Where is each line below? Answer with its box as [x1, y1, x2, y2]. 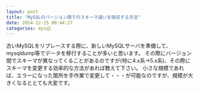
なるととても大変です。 [16, 80, 73, 87]
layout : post [6, 8, 39, 15]
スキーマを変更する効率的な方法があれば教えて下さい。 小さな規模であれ [6, 65, 185, 72]
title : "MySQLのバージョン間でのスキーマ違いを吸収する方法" [6, 14, 141, 20]
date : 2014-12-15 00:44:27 [6, 20, 73, 26]
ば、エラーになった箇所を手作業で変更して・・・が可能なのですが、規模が [6, 72, 188, 79]
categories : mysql [6, 25, 52, 31]
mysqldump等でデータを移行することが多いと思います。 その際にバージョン [6, 50, 192, 57]
